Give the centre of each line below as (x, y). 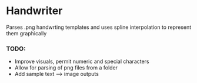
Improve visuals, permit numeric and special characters (82, 62)
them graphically (26, 33)
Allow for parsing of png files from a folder (66, 68)
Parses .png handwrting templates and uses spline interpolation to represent (99, 27)
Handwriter (34, 11)
